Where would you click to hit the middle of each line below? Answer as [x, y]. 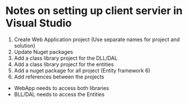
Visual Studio [39, 23]
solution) [25, 46]
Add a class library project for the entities [64, 64]
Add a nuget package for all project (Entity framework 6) [82, 70]
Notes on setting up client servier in [94, 11]
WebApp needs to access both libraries [61, 88]
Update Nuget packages [44, 51]
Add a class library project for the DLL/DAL [66, 58]
